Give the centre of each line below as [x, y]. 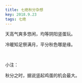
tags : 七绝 [16, 19]
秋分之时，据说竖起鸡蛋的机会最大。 [42, 75]
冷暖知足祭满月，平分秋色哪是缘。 [40, 44]
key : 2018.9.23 [21, 14]
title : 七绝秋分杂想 [24, 10]
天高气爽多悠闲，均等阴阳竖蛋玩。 [40, 34]
